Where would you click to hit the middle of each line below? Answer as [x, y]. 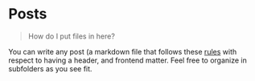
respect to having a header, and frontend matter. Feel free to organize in [127, 60]
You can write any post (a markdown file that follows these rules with [123, 51]
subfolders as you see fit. [50, 68]
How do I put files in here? [71, 36]
